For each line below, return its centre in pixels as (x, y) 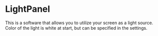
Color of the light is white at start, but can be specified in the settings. (76, 28)
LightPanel (28, 9)
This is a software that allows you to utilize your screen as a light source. (79, 23)
